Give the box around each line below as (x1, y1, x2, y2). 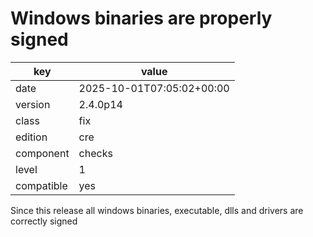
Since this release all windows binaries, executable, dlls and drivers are (10, 204, 304, 216)
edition (15, 130, 48, 144)
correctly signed (10, 215, 78, 227)
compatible (15, 178, 68, 192)
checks (78, 146, 113, 160)
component (15, 146, 70, 160)
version (15, 97, 51, 111)
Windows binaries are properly (10, 7, 273, 30)
